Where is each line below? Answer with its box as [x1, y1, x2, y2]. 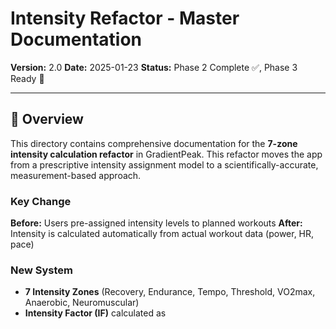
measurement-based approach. [10, 169, 142, 181]
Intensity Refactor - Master [10, 7, 240, 30]
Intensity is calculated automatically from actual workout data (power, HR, [10, 228, 315, 240]
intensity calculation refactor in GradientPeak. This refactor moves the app [10, 148, 323, 160]
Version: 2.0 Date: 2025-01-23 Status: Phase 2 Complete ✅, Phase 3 [10, 61, 298, 73]
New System [10, 263, 74, 277]
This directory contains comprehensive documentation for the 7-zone [10, 137, 298, 149]
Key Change [10, 194, 72, 208]
